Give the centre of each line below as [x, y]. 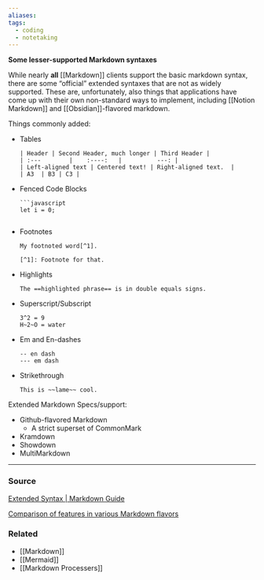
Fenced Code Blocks [53, 189]
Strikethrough [42, 376]
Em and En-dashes [50, 340]
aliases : [22, 15]
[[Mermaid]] [39, 560]
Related [23, 534]
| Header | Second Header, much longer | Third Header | [115, 154]
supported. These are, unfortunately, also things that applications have [123, 92]
